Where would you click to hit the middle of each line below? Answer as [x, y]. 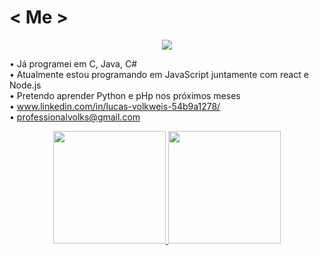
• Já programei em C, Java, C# [73, 63]
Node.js [25, 85]
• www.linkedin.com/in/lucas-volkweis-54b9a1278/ [115, 106]
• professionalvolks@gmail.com [75, 117]
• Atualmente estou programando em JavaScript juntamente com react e [159, 74]
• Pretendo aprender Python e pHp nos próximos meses [125, 95]
